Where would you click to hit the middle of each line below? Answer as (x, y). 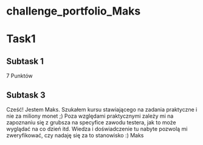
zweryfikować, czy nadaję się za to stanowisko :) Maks (75, 135)
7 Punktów (20, 76)
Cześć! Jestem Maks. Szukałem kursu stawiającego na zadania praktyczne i (102, 110)
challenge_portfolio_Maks (74, 11)
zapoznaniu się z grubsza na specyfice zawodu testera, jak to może (91, 122)
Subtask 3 (26, 95)
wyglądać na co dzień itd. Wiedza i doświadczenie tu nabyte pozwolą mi (97, 129)
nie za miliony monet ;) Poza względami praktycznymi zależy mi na (90, 116)
